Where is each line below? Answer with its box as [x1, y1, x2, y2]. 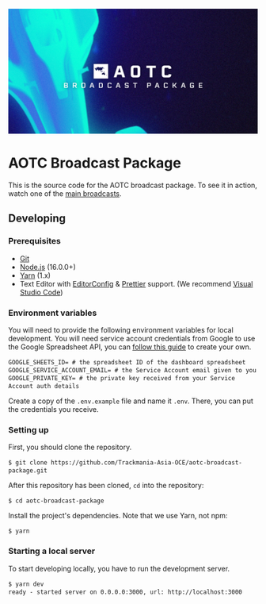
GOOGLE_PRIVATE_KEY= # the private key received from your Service [8, 374, 236, 382]
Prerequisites [8, 236, 61, 247]
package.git [8, 467, 47, 475]
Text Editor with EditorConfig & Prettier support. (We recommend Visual [19, 279, 253, 288]
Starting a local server [8, 545, 96, 556]
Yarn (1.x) [19, 271, 51, 280]
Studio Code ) [19, 287, 63, 297]
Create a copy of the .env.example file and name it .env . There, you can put [8, 396, 253, 406]
